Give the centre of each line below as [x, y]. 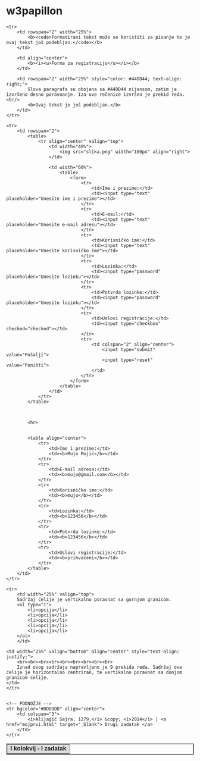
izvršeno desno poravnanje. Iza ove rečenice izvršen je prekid [87, 94]
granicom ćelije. [28, 677]
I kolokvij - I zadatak [38, 749]
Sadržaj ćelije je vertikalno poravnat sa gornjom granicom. [94, 599]
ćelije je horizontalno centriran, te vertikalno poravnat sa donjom [94, 672]
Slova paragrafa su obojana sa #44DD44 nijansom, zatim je [102, 89]
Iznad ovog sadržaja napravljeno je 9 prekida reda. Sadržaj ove [100, 667]
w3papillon [35, 11]
